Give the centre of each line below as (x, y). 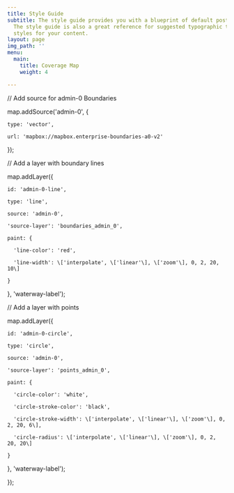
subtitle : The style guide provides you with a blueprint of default (110, 20)
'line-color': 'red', (45, 250)
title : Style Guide (36, 14)
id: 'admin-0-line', (37, 189)
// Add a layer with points (43, 307)
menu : (15, 53)
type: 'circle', (31, 346)
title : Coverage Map (49, 66)
